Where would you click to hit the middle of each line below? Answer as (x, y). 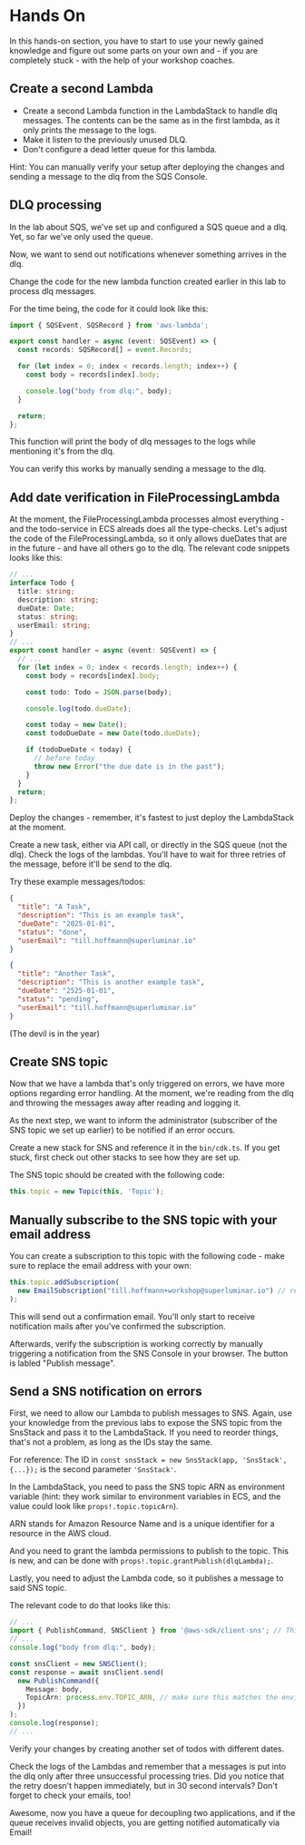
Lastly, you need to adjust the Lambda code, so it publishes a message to (147, 1578)
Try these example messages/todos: (78, 882)
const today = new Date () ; (77, 725)
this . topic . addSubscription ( (64, 1282)
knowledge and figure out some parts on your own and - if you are (134, 50)
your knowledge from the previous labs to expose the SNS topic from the (146, 1423)
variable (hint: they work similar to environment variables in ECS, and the (145, 1497)
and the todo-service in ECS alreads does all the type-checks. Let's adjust (148, 529)
